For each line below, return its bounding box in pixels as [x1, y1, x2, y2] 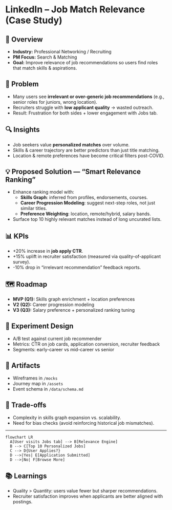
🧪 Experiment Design [5, 322, 74, 331]
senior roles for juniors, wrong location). [12, 99, 97, 105]
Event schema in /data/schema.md [12, 386, 83, 392]
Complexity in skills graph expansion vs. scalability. [12, 414, 121, 421]
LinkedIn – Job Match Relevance [5, 4, 145, 15]
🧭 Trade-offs [5, 401, 47, 409]
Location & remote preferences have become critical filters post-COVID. [12, 153, 165, 159]
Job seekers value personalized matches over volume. [12, 141, 130, 147]
